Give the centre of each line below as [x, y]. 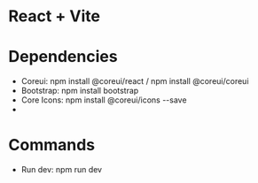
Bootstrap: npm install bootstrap [80, 91]
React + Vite [55, 16]
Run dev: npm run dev [62, 170]
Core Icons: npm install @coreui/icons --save [104, 100]
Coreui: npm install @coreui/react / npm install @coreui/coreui [135, 81]
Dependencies [63, 57]
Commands [52, 145]
